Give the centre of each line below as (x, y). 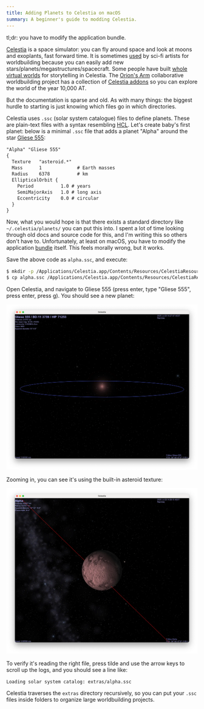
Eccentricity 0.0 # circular (58, 198)
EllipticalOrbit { (35, 180)
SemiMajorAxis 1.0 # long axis (59, 192)
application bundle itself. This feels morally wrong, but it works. (86, 247)
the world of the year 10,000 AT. (46, 88)
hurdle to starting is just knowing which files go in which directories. (91, 106)
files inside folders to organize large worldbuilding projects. (80, 700)
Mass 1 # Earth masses (63, 168)
